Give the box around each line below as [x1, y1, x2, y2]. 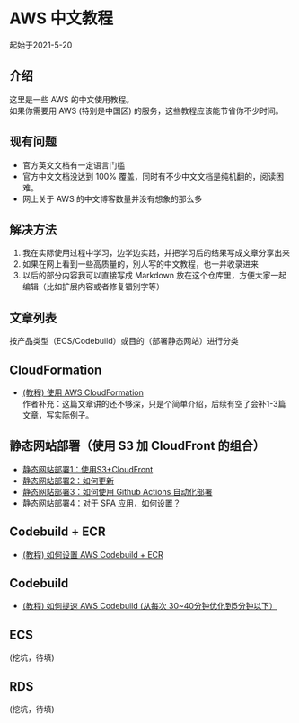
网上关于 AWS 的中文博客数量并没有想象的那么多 [22, 193, 203, 204]
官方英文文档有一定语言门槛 [22, 159, 126, 171]
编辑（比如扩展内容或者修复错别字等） [22, 281, 164, 292]
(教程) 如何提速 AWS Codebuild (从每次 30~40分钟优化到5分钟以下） [22, 601, 277, 612]
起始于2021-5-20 [9, 40, 73, 50]
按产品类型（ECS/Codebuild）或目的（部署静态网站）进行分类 [9, 336, 240, 347]
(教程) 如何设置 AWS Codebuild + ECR [22, 549, 163, 560]
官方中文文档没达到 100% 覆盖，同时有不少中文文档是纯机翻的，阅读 [22, 171, 277, 181]
